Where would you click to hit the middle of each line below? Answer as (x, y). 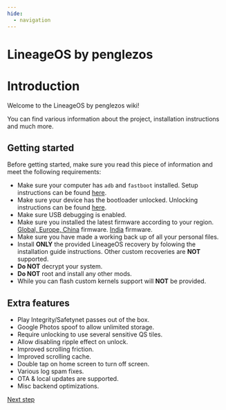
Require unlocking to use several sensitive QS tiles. (90, 334)
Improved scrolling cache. (54, 357)
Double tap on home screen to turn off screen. (83, 364)
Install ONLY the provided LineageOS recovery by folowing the (106, 244)
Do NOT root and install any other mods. (75, 274)
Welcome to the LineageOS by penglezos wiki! (73, 105)
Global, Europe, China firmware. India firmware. (85, 230)
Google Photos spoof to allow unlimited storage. (85, 327)
